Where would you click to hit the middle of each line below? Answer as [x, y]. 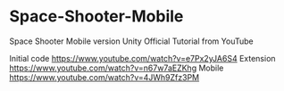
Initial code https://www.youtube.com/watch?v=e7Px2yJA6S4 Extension [142, 58]
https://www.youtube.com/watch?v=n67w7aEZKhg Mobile [117, 68]
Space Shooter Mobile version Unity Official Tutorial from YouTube [131, 41]
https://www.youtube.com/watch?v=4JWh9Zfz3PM [104, 77]
